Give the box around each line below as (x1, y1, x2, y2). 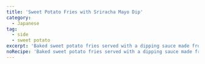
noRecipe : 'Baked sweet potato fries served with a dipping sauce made (6, 49, 192, 55)
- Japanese (12, 20, 40, 26)
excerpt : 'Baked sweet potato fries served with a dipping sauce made (6, 43, 190, 49)
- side (12, 32, 29, 38)
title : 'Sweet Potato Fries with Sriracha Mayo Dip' (6, 9, 143, 15)
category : (6, 15, 32, 21)
